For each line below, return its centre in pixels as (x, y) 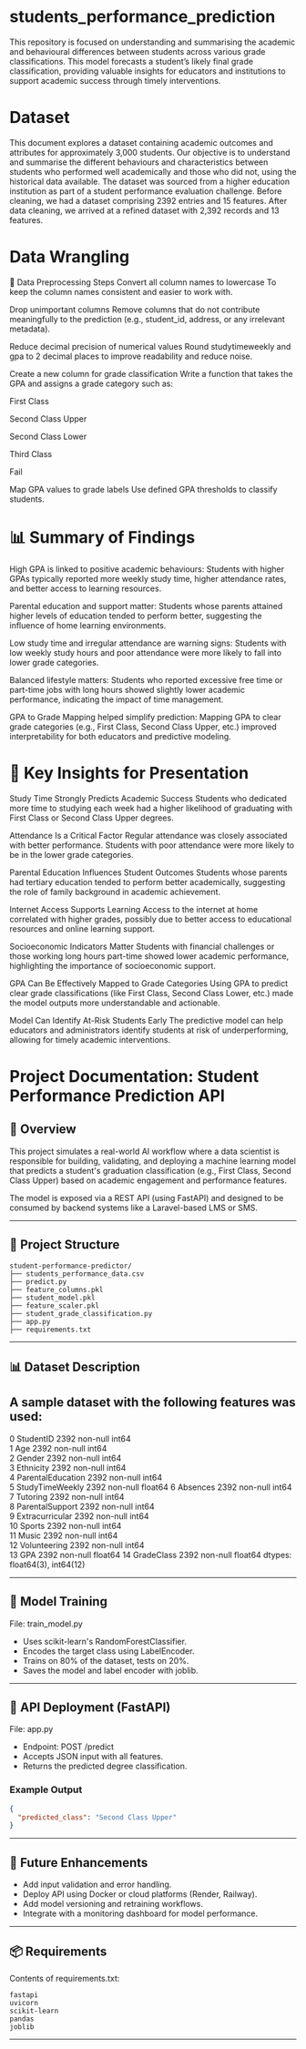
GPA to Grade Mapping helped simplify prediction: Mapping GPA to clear (145, 717)
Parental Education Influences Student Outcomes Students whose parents (148, 872)
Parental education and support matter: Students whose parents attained (146, 606)
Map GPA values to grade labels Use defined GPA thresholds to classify (143, 489)
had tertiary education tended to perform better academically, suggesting (148, 882)
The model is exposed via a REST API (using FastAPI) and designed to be (147, 1198)
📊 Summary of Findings (102, 537)
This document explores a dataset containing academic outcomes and (141, 142)
